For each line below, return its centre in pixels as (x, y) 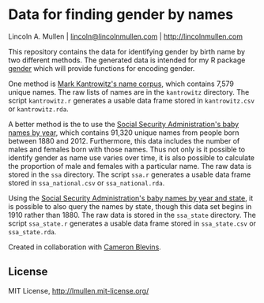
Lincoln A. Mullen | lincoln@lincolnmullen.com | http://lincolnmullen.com (126, 36)
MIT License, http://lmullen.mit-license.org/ (79, 290)
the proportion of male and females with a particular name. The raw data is (130, 166)
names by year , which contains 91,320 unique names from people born (124, 133)
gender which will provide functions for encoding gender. (102, 68)
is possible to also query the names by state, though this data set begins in (130, 206)
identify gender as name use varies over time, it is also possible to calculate (132, 157)
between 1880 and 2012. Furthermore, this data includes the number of (124, 140)
